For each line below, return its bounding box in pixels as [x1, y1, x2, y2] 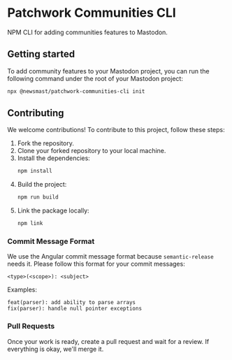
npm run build [17, 194, 59, 201]
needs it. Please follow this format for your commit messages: [7, 260, 185, 268]
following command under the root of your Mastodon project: [7, 74, 184, 82]
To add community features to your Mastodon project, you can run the [7, 66, 210, 75]
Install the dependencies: [17, 154, 91, 162]
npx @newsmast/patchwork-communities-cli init [7, 87, 145, 95]
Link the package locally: [17, 206, 89, 215]
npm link [17, 220, 43, 227]
